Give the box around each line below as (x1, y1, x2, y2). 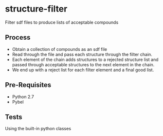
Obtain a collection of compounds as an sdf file (12, 46, 107, 52)
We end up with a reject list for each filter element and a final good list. (12, 67, 154, 73)
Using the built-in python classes (5, 126, 72, 132)
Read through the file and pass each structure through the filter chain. (12, 51, 152, 57)
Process (5, 33, 31, 42)
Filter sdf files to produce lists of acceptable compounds (5, 19, 119, 25)
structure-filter (5, 3, 68, 15)
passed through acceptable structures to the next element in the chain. (12, 61, 155, 67)
